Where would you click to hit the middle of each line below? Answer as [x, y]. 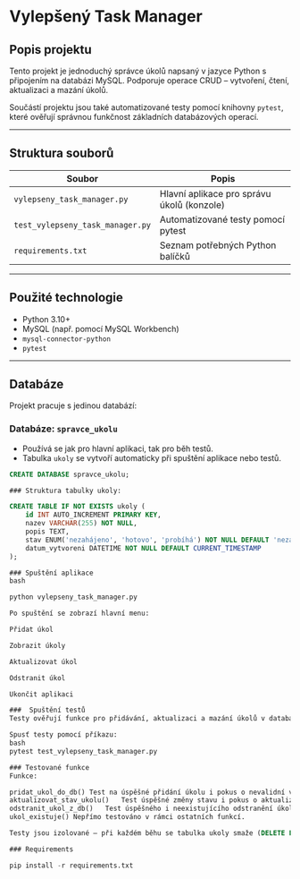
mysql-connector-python [67, 339]
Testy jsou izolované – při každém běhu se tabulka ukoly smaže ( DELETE [147, 833]
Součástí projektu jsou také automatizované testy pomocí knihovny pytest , [146, 107]
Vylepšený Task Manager [106, 17]
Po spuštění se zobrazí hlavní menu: [79, 614]
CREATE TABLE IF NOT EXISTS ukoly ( [77, 507]
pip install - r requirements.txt [71, 866]
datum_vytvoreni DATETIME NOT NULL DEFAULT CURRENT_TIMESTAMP [143, 548]
